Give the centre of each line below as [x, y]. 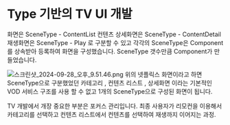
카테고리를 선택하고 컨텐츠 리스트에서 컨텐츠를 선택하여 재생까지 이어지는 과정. [112, 114]
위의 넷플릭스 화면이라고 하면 [163, 74]
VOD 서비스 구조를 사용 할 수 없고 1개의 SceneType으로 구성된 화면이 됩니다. [110, 91]
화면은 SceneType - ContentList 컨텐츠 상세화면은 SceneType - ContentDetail [114, 34]
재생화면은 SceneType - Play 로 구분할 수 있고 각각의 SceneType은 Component [115, 42]
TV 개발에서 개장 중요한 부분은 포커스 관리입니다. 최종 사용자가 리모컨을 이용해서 [115, 106]
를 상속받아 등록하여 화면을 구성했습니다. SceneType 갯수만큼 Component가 [110, 51]
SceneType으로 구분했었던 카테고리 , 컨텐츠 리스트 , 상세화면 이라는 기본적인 [110, 83]
